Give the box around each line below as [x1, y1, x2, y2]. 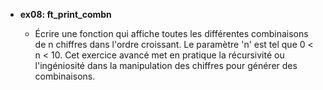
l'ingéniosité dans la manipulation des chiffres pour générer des [34, 60, 298, 71]
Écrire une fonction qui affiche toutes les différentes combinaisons [34, 28, 309, 39]
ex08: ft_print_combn [19, 9, 112, 20]
